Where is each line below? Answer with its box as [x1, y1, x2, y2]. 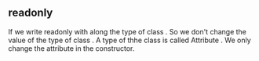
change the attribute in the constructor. [8, 43, 135, 53]
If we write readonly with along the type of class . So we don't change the [8, 27, 247, 36]
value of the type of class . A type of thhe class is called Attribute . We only [8, 35, 251, 45]
